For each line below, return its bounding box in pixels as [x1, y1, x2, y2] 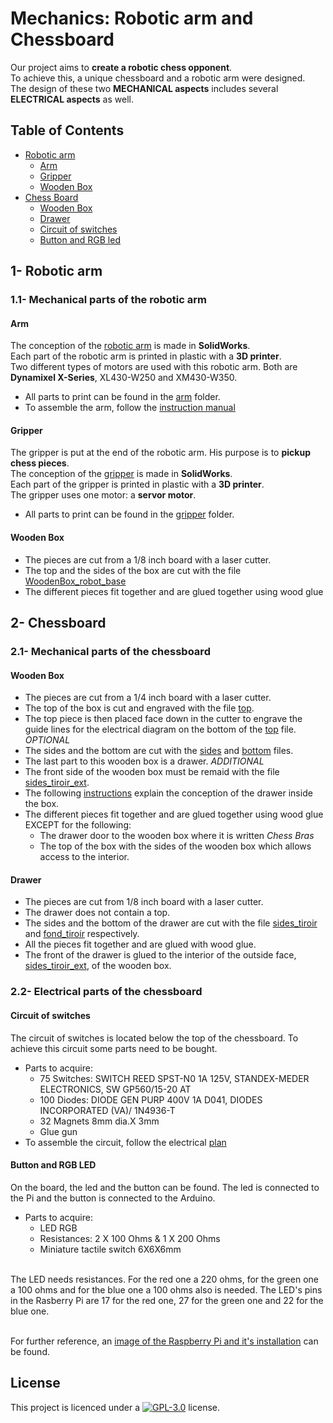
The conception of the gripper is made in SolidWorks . [10, 468, 233, 480]
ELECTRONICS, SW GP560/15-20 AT [39, 1083, 192, 1095]
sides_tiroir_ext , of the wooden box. [24, 960, 172, 972]
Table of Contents [10, 122, 125, 139]
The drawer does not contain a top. [24, 907, 171, 919]
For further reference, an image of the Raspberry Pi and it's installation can [10, 1335, 319, 1347]
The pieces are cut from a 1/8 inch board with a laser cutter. [24, 553, 272, 566]
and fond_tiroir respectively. [24, 928, 140, 940]
